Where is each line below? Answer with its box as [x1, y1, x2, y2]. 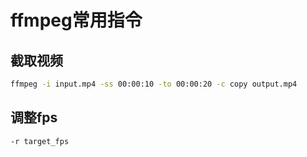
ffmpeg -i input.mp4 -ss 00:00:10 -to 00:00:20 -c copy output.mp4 [10, 79, 298, 89]
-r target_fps [10, 136, 70, 146]
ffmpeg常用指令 [10, 9, 143, 32]
